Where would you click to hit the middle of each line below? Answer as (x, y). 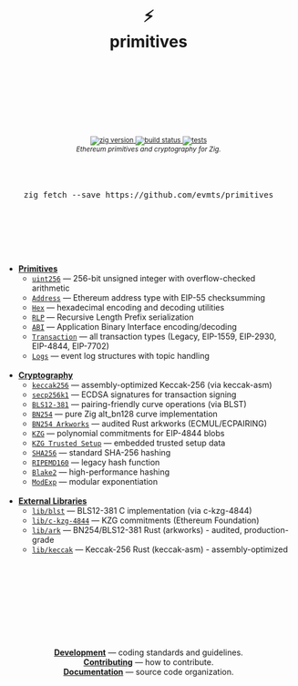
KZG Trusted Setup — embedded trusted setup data (128, 443)
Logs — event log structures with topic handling (120, 355)
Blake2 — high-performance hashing (101, 472)
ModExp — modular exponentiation (95, 481)
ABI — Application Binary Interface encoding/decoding (134, 326)
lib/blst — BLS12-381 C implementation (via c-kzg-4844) (142, 510)
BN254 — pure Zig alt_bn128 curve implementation (125, 414)
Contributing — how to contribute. (149, 661)
